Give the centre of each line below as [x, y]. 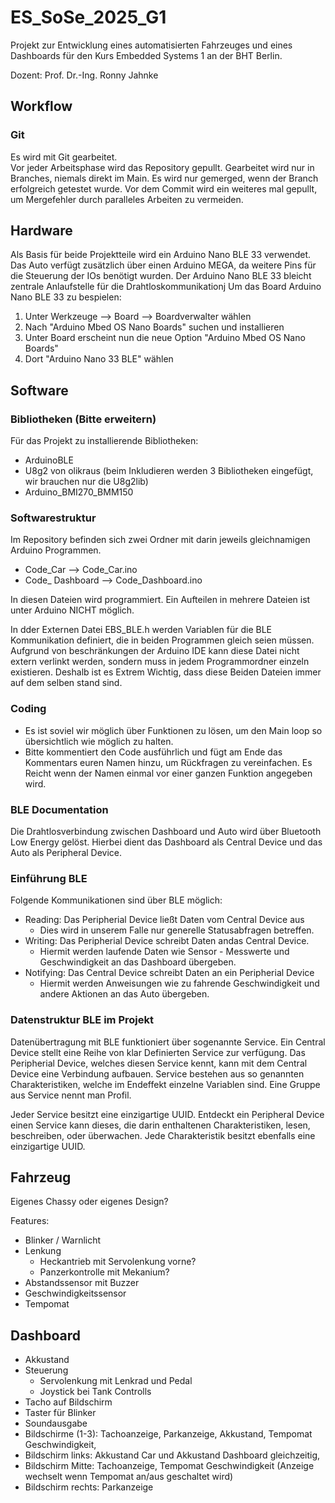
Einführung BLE [49, 878]
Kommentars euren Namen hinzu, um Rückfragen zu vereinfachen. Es [168, 762]
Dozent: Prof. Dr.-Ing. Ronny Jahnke [84, 75]
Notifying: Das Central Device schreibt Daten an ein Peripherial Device [169, 973]
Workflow [41, 106]
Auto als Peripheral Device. [66, 853]
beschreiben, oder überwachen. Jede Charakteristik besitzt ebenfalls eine [163, 1135]
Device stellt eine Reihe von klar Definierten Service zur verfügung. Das [158, 1052]
